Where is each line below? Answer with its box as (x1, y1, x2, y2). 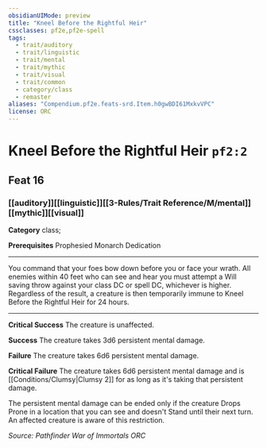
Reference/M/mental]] (162, 197, 252, 208)
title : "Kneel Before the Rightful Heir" (8, 19, 148, 27)
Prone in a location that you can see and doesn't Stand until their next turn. (8, 407, 253, 416)
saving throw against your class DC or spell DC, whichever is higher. (8, 280, 232, 290)
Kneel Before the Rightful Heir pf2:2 (8, 142, 248, 160)
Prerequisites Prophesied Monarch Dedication (8, 240, 161, 250)
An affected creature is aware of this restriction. (8, 415, 165, 425)
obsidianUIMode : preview (8, 11, 91, 20)
